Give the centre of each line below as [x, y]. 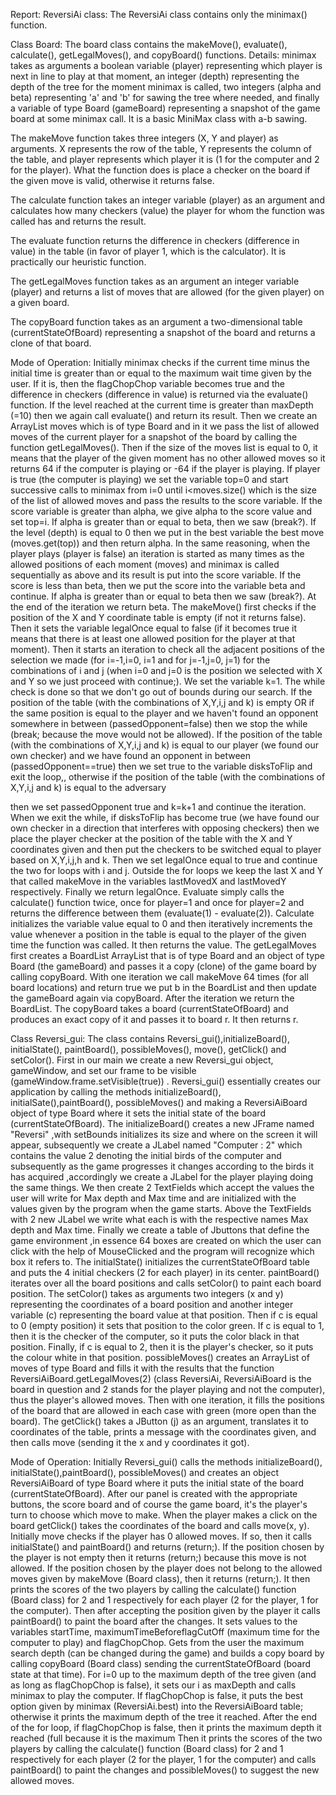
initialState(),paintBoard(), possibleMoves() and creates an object [145, 1472]
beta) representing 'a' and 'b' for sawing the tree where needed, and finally [165, 97]
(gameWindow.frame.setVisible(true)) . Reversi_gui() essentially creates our [166, 1081]
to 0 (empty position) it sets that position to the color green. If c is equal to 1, [167, 1325]
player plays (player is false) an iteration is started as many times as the [157, 553]
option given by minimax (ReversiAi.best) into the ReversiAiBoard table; [157, 1706]
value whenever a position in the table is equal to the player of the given [158, 934]
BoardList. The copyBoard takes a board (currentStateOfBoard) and [149, 1008]
